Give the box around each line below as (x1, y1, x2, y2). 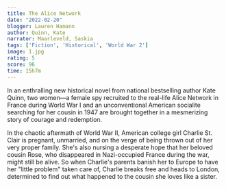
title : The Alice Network (7, 10, 81, 17)
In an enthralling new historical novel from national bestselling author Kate (7, 86, 216, 95)
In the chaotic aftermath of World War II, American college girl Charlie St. (7, 128, 213, 137)
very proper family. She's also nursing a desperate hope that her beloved (7, 143, 214, 151)
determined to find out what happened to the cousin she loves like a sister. (7, 172, 218, 180)
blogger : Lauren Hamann (7, 23, 75, 29)
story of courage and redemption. (7, 115, 103, 123)
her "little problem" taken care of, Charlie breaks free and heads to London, (7, 165, 221, 173)
